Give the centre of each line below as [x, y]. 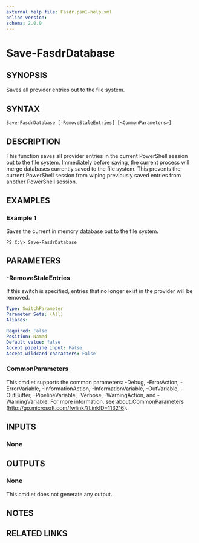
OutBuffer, [19, 395]
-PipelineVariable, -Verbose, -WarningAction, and [94, 395]
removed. [18, 298]
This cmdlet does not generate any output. [59, 494]
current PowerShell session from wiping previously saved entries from [94, 175]
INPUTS [21, 427]
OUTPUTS [26, 464]
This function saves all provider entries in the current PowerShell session [97, 156]
